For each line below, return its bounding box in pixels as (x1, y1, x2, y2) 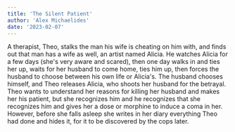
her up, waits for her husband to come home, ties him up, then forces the (7, 65, 220, 74)
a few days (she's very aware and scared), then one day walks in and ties (7, 58, 220, 66)
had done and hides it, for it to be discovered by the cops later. (7, 117, 189, 126)
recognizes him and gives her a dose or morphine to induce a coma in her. (7, 103, 223, 111)
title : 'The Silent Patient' (7, 10, 93, 18)
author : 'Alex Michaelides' (7, 17, 90, 24)
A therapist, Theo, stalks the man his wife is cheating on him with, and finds (7, 43, 227, 51)
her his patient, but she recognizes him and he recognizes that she (7, 95, 201, 103)
